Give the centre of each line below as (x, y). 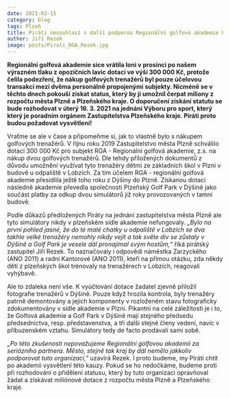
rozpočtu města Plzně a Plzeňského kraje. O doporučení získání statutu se (115, 101)
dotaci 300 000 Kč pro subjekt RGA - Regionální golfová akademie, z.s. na (112, 151)
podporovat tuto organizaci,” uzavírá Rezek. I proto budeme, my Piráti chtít (113, 358)
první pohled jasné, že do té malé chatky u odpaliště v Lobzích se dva (106, 229)
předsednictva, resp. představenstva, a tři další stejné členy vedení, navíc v (113, 323)
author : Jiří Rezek (35, 39)
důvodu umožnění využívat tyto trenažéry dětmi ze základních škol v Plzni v (114, 165)
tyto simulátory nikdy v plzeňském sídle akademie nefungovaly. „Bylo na (110, 222)
